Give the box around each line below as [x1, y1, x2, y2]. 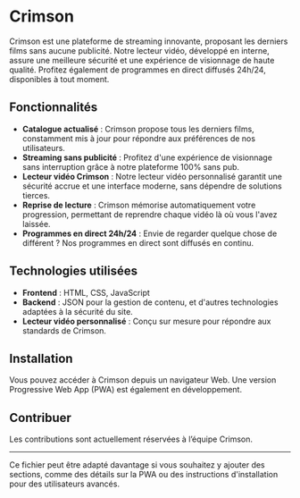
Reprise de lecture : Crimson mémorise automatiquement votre [21, 199, 256, 210]
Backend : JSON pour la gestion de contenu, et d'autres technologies [21, 297, 279, 308]
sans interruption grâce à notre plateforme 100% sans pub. [21, 161, 239, 172]
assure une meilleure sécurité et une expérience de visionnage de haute [9, 55, 275, 65]
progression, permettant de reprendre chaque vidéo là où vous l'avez [21, 208, 278, 220]
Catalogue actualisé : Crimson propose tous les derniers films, [21, 123, 254, 134]
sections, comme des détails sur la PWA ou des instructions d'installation [9, 469, 279, 480]
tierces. [21, 190, 51, 200]
